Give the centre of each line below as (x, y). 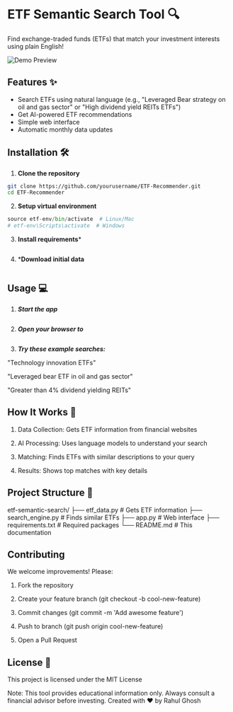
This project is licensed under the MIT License (75, 679)
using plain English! (36, 46)
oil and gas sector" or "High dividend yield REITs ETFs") (99, 107)
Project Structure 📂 (50, 493)
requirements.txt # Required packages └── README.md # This (100, 524)
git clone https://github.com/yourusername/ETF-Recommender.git (104, 186)
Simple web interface (49, 122)
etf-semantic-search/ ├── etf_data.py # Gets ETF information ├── (105, 510)
